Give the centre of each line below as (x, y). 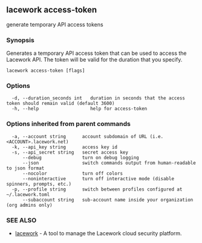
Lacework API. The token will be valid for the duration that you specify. (94, 60)
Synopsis (20, 40)
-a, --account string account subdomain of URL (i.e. (88, 136)
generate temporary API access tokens (55, 24)
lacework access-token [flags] (46, 71)
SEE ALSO (21, 220)
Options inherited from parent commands (69, 124)
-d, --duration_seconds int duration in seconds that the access (99, 98)
